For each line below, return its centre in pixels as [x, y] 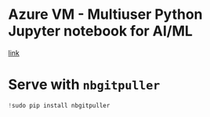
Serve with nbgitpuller [84, 85]
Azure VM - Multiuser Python [105, 15]
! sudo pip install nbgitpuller [59, 105]
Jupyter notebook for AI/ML [101, 31]
